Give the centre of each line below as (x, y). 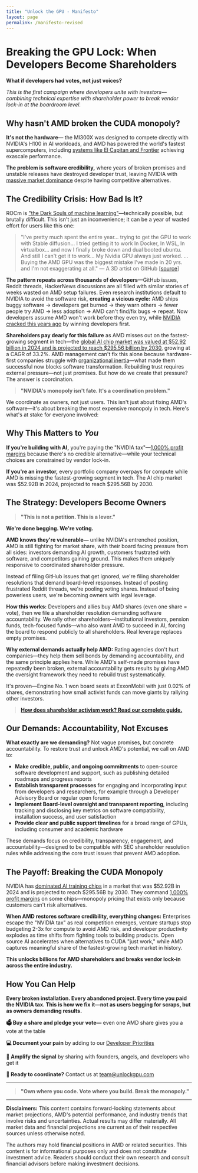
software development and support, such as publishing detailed (92, 773)
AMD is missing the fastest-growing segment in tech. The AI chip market (94, 478)
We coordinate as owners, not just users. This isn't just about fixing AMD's (97, 402)
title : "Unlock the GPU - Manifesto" (52, 12)
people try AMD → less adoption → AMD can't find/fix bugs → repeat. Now (97, 311)
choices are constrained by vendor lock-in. (58, 460)
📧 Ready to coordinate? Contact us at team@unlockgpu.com (80, 1074)
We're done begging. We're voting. (50, 528)
